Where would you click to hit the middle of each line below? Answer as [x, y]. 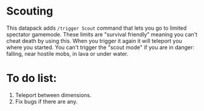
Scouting [30, 11]
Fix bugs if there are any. [46, 101]
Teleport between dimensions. [53, 95]
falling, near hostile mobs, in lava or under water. [68, 53]
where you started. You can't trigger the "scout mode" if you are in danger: [100, 47]
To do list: [32, 79]
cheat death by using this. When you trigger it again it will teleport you [94, 41]
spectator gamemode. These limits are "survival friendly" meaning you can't [102, 34]
